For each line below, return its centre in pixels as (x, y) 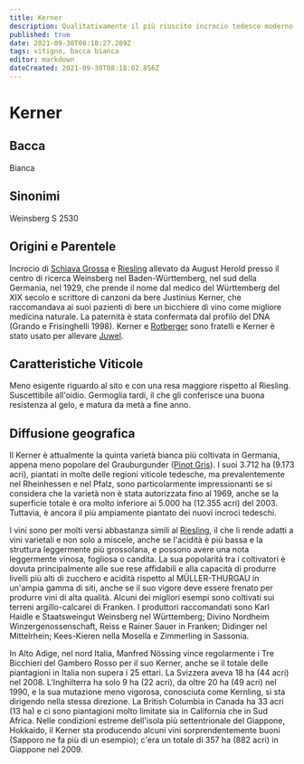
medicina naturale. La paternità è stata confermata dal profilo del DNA (140, 316)
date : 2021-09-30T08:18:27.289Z (70, 43)
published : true (40, 34)
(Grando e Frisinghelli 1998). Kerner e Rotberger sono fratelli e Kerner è (142, 325)
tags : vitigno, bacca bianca (64, 52)
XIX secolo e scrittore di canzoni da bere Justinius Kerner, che (125, 297)
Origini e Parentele (63, 246)
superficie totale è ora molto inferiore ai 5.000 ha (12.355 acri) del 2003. (144, 504)
